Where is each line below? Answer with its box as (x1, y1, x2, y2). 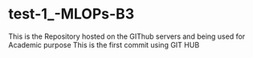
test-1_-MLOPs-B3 (8, 5, 135, 23)
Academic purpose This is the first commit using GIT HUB (8, 39, 200, 49)
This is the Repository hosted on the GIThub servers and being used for (8, 31, 246, 41)
